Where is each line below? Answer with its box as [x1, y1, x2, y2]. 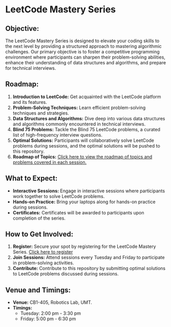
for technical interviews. [5, 65, 56, 71]
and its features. [12, 99, 48, 105]
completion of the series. [12, 215, 66, 221]
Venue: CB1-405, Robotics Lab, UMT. [12, 299, 92, 305]
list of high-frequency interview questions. [12, 132, 102, 138]
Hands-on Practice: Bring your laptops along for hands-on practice [12, 198, 156, 205]
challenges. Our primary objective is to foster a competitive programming [5, 49, 160, 55]
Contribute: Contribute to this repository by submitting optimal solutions [12, 265, 165, 271]
